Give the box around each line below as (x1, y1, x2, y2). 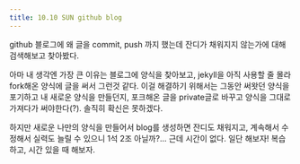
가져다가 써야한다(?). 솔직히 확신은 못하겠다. (9, 102, 163, 113)
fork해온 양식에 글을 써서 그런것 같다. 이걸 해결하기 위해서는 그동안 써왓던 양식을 (9, 80, 290, 91)
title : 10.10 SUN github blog (9, 13, 123, 22)
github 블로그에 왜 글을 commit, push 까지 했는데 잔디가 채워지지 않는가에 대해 (9, 39, 287, 49)
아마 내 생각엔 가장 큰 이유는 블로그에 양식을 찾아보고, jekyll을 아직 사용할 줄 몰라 (9, 69, 292, 80)
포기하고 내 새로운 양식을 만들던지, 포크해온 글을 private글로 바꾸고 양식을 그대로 (9, 91, 292, 102)
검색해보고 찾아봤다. (9, 50, 79, 61)
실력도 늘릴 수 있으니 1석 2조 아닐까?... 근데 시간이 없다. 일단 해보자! (32, 133, 269, 143)
